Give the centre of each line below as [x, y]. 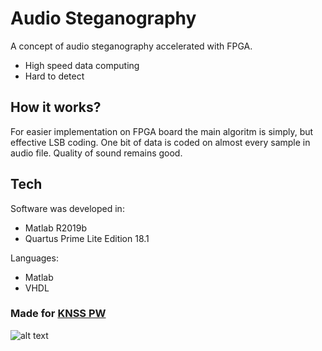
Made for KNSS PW [58, 314]
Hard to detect [54, 76]
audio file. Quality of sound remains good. [96, 153]
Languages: [34, 258]
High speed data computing [82, 65]
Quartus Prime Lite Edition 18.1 [87, 238]
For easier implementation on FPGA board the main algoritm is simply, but [162, 131]
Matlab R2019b [55, 228]
